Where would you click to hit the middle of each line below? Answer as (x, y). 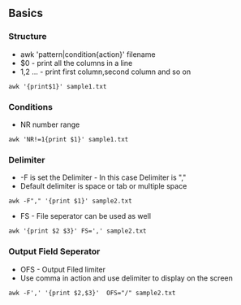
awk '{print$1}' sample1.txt (58, 86)
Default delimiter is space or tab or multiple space (103, 186)
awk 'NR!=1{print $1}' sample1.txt (69, 139)
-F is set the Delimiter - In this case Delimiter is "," (103, 177)
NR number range (50, 124)
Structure (28, 37)
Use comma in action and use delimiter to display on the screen (126, 278)
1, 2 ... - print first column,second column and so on (105, 72)
